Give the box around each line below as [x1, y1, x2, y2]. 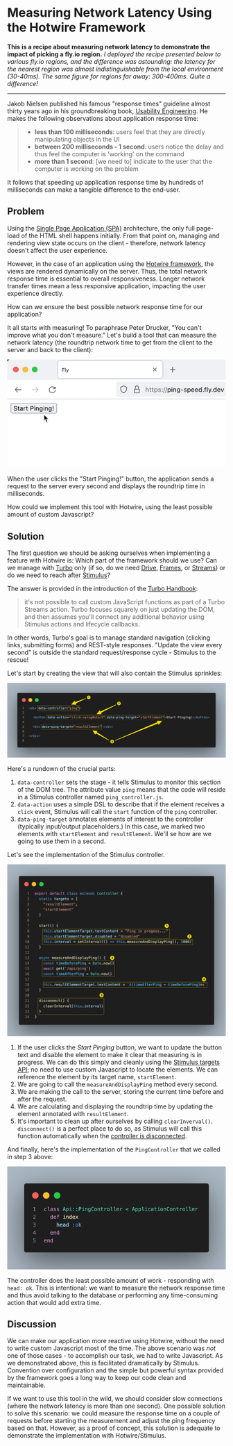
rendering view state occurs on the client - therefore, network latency [7, 238, 206, 247]
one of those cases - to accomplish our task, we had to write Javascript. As [7, 1352, 223, 1360]
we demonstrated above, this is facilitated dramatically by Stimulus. [7, 1359, 200, 1368]
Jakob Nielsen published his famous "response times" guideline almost [7, 99, 211, 108]
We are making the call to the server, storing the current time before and [17, 1087, 224, 1095]
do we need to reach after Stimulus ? [7, 571, 111, 579]
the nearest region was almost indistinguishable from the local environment [7, 65, 223, 73]
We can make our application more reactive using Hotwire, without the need [7, 1337, 225, 1345]
